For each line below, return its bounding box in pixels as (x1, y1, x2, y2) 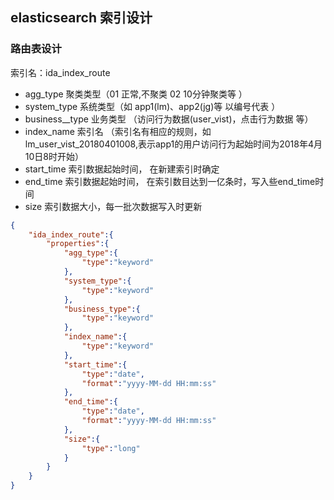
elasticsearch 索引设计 (10, 9, 153, 27)
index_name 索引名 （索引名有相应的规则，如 (24, 125, 212, 137)
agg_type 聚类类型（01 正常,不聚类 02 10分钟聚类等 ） (24, 88, 248, 100)
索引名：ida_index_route (10, 66, 111, 78)
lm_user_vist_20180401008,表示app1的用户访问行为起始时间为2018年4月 (24, 138, 323, 150)
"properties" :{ (46, 239, 110, 249)
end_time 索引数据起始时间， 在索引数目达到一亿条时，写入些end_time (24, 175, 316, 187)
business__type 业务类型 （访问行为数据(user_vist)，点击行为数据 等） (24, 113, 314, 125)
